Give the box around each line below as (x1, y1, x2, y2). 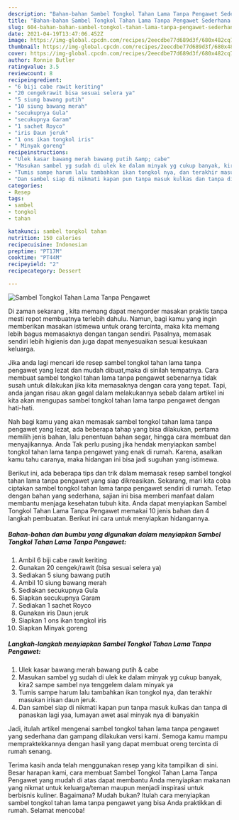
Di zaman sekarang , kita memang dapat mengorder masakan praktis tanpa (8, 307, 228, 315)
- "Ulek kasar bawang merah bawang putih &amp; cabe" (8, 155, 171, 163)
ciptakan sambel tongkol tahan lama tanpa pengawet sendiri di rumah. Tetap (8, 483, 231, 492)
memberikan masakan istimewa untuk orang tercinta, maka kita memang (8, 322, 220, 330)
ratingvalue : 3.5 (8, 63, 60, 70)
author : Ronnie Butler (8, 57, 75, 64)
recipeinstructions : (8, 149, 70, 156)
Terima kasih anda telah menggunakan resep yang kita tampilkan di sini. (8, 760, 218, 769)
